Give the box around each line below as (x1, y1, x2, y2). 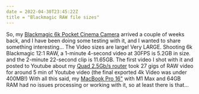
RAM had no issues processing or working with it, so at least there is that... (6, 81, 189, 88)
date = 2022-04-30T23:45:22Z (6, 8, 78, 15)
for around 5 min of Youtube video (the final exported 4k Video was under (6, 68, 187, 76)
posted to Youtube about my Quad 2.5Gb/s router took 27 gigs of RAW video (6, 62, 194, 69)
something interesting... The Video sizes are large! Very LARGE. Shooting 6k (6, 43, 193, 51)
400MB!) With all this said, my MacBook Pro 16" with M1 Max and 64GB (6, 75, 181, 82)
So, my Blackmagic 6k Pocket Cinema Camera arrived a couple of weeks (6, 30, 185, 37)
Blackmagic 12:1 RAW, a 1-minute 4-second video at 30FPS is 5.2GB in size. (6, 49, 191, 57)
